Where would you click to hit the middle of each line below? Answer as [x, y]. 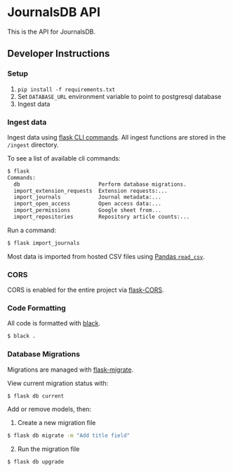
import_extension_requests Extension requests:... [91, 191]
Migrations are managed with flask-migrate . [71, 370]
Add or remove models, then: [49, 409]
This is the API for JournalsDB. [52, 32]
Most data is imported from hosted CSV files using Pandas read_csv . [106, 256]
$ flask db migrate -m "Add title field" [69, 436]
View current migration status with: [58, 383]
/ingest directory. [33, 144]
